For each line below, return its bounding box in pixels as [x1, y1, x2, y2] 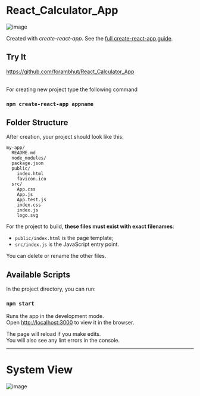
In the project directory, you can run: [6, 285, 96, 292]
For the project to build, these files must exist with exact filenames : [6, 223, 174, 230]
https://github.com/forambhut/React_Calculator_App [6, 68, 135, 75]
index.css [17, 202, 42, 208]
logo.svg [17, 213, 39, 219]
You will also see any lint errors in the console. [6, 336, 120, 344]
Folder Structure [6, 117, 68, 128]
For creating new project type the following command [6, 86, 138, 93]
